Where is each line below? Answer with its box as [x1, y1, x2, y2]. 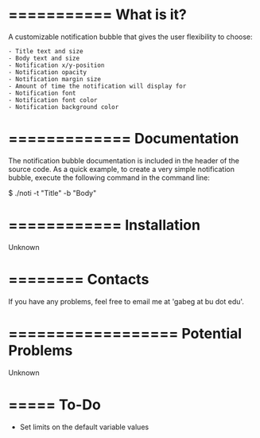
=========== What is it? [8, 6, 187, 24]
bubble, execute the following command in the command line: [8, 173, 211, 182]
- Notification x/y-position [8, 61, 105, 69]
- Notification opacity [8, 68, 87, 76]
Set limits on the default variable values [19, 422, 149, 432]
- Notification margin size [8, 75, 102, 83]
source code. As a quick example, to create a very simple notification [8, 164, 235, 174]
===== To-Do [8, 396, 101, 413]
